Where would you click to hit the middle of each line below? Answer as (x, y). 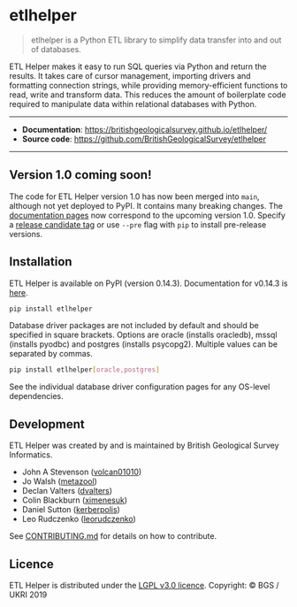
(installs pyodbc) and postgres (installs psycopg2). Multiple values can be (144, 344)
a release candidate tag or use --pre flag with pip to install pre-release (138, 224)
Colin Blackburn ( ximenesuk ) (75, 500)
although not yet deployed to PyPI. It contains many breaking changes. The (146, 205)
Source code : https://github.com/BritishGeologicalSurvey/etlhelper (144, 139)
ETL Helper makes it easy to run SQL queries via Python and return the (138, 66)
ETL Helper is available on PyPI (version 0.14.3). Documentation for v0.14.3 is (148, 283)
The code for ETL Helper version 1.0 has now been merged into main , (134, 196)
